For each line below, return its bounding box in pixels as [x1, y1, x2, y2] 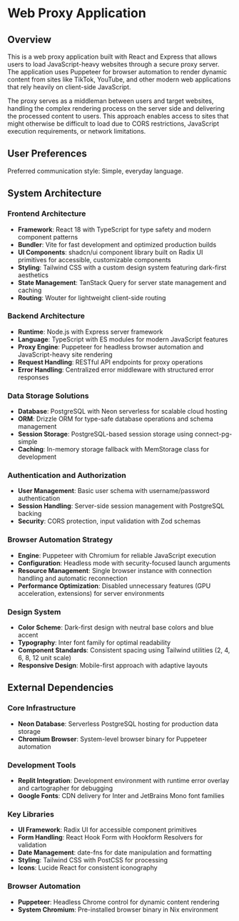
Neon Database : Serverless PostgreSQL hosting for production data [17, 720, 219, 728]
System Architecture [7, 187, 102, 199]
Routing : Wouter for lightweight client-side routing [17, 293, 166, 302]
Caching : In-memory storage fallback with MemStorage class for [17, 445, 210, 454]
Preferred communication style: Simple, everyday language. [7, 166, 183, 175]
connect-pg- [195, 430, 233, 439]
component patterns [17, 232, 78, 241]
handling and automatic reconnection [17, 574, 128, 582]
